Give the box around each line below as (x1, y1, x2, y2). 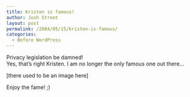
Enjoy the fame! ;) (6, 84, 50, 91)
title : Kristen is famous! (6, 8, 75, 15)
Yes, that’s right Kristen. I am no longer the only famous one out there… (6, 60, 185, 67)
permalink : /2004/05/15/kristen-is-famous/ (6, 25, 118, 32)
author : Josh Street (6, 15, 59, 21)
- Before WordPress (12, 37, 61, 43)
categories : (6, 32, 36, 38)
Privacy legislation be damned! (6, 54, 84, 61)
